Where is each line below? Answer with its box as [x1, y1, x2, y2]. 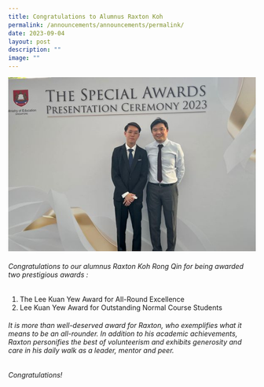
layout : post [8, 38, 51, 46]
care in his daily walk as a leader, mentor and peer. [8, 346, 174, 356]
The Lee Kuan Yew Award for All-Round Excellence [19, 294, 185, 304]
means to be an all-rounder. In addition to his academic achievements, [8, 329, 238, 338]
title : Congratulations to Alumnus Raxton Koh [8, 13, 163, 20]
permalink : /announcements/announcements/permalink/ [8, 20, 185, 29]
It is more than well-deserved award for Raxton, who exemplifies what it [8, 321, 242, 330]
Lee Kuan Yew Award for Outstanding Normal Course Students [19, 303, 222, 312]
